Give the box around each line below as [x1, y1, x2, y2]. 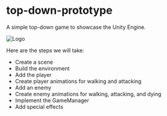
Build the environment [14, 64, 70, 72]
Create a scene [14, 58, 53, 66]
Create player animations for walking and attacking [14, 78, 142, 85]
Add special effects [14, 103, 63, 110]
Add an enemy [14, 84, 52, 91]
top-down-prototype [6, 4, 113, 17]
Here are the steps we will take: [6, 46, 84, 54]
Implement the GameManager [14, 97, 89, 104]
